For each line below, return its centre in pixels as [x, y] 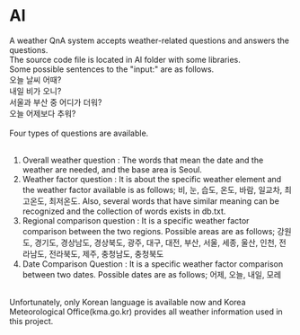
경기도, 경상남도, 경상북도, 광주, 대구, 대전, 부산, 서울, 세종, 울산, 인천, [156, 242]
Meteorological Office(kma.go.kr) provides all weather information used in [146, 312]
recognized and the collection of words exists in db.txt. [124, 211]
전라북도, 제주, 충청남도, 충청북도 [106, 253]
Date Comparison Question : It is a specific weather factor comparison [153, 264]
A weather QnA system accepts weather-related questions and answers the [150, 40]
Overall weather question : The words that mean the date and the [143, 160]
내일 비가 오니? [35, 91]
